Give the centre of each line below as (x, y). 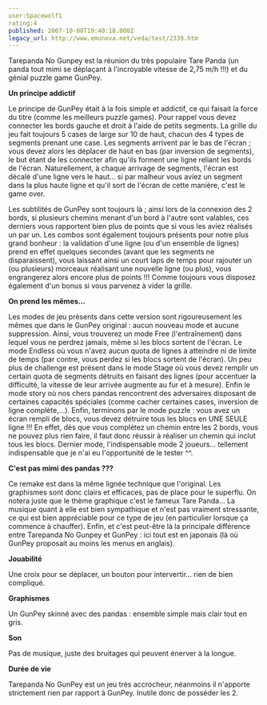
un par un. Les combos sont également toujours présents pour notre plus (129, 235)
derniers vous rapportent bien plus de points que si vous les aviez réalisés (131, 226)
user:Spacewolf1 (35, 16)
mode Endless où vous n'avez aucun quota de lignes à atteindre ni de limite (133, 351)
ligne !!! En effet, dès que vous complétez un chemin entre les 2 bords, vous (133, 427)
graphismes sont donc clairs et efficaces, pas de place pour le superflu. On (132, 492)
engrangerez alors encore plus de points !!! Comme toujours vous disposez (132, 278)
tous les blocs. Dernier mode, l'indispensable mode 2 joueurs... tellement (128, 444)
